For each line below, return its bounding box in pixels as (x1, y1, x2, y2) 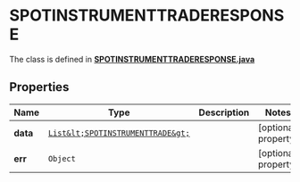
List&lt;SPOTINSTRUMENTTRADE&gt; (47, 128, 190, 138)
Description (198, 106, 250, 119)
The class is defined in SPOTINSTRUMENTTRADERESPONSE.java (9, 54, 255, 64)
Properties (9, 79, 70, 95)
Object (47, 153, 76, 163)
